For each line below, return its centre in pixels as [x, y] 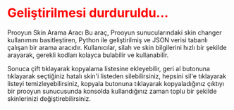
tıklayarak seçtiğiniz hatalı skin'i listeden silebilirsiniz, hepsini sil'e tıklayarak [117, 76]
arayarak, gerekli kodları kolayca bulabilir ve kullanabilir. [88, 55]
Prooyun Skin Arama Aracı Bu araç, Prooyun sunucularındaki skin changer [115, 32]
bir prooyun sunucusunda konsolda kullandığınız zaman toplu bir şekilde [112, 91]
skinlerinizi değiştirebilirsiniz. [49, 98]
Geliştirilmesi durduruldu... [88, 13]
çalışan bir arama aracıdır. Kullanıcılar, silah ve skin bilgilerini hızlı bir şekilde [117, 47]
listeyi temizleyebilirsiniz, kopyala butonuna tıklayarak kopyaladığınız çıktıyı [116, 83]
